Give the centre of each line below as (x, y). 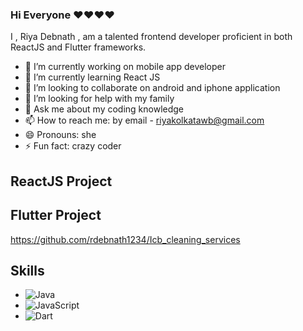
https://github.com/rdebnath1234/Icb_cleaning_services (125, 239)
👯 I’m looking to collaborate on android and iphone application (152, 88)
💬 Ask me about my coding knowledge (104, 109)
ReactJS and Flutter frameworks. (78, 47)
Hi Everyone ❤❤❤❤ (62, 15)
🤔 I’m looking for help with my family (99, 99)
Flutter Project (56, 215)
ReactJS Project (61, 181)
